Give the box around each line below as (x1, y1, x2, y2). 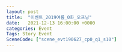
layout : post (6, 8, 39, 15)
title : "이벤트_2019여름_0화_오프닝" (6, 14, 92, 20)
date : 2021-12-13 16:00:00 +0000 (6, 20, 96, 26)
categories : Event (6, 25, 52, 32)
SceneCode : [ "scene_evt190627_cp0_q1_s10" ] (6, 36, 117, 42)
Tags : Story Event (6, 31, 52, 37)
